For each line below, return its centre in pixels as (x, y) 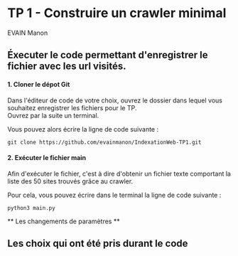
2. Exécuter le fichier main (47, 158)
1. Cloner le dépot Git (39, 84)
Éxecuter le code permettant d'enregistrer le (108, 55)
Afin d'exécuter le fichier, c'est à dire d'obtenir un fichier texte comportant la (119, 174)
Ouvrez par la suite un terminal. (53, 115)
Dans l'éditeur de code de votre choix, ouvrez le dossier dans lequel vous (115, 100)
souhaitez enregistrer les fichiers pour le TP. (72, 107)
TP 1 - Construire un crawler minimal (117, 13)
